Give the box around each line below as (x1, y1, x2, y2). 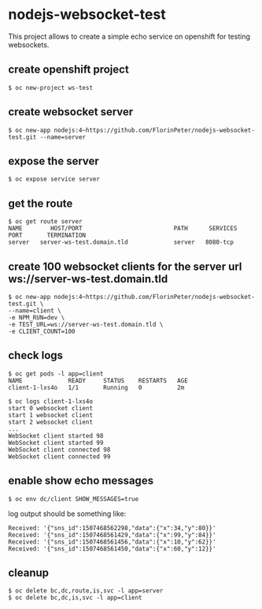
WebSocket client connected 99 (8, 452, 111, 461)
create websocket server (8, 105, 134, 119)
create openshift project (8, 63, 130, 77)
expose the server (8, 154, 100, 167)
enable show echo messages (8, 474, 154, 488)
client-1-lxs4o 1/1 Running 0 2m (8, 383, 185, 391)
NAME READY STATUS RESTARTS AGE (8, 376, 189, 384)
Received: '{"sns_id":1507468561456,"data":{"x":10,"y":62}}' (8, 538, 216, 546)
